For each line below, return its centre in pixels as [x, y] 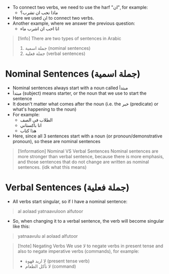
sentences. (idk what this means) [52, 167]
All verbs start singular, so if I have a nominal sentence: [70, 201]
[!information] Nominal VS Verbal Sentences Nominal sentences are [88, 151]
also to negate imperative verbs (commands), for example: [78, 251]
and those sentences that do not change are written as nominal [83, 162]
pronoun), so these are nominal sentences [57, 141]
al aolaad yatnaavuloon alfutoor [50, 211]
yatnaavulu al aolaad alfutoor [48, 236]
